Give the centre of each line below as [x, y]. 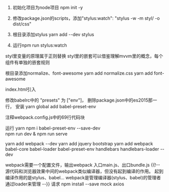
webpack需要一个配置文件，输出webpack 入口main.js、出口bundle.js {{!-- [83, 165]
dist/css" [22, 24]
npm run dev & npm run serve [36, 134]
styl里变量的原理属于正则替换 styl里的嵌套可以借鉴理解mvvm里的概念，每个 [84, 56]
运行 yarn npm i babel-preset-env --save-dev [53, 128]
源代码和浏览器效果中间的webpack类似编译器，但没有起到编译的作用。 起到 [84, 171]
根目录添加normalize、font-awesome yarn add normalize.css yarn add [79, 73]
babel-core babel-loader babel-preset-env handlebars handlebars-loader [82, 149]
